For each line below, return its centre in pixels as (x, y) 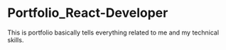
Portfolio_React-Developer (88, 13)
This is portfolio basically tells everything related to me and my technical (113, 32)
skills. (16, 39)
